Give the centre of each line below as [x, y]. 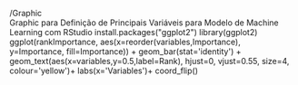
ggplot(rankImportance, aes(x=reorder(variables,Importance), [125, 42]
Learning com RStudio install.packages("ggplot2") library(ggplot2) [134, 32]
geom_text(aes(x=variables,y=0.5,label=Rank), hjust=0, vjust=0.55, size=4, [149, 61]
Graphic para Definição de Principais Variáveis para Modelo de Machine [144, 23]
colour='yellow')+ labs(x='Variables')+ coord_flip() [104, 71]
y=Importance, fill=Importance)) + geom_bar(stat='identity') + [125, 52]
